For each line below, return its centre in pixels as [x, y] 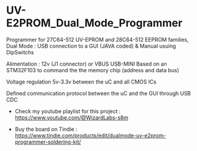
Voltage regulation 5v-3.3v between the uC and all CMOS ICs [81, 82]
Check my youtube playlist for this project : [68, 111]
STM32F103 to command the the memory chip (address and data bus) [93, 70]
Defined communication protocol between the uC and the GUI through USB [98, 93]
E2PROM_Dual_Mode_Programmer [94, 23]
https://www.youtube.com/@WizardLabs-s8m [71, 118]
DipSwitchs [20, 52]
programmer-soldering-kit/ [48, 141]
